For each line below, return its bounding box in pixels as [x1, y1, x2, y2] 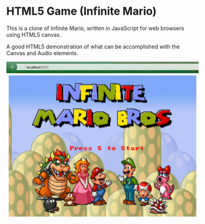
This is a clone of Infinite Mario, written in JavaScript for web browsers [6, 24, 184, 32]
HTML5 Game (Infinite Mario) [6, 4, 157, 18]
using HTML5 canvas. [6, 31, 62, 38]
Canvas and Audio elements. [6, 49, 79, 56]
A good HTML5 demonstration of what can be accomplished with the [6, 43, 180, 50]
